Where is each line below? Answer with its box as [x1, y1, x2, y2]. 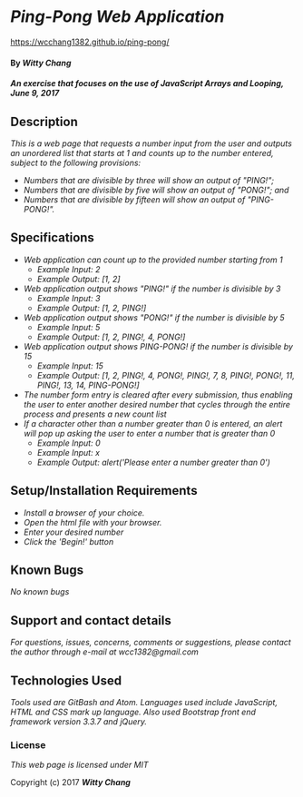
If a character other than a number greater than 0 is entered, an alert [23, 418, 283, 428]
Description [10, 113, 78, 129]
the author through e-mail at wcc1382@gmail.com [10, 646, 199, 657]
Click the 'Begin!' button [23, 536, 114, 546]
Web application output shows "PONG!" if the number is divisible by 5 [23, 311, 285, 323]
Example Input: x [36, 447, 101, 458]
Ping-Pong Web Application [10, 6, 225, 27]
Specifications [10, 230, 94, 246]
